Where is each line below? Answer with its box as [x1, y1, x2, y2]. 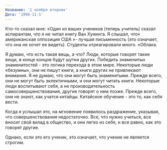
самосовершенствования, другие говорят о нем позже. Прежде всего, [5, 88, 158, 94]
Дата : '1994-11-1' [5, 12, 43, 17]
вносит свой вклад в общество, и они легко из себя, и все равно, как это [5, 119, 162, 125]
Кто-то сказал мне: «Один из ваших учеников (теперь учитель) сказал [5, 25, 156, 31]
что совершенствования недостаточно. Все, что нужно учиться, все [5, 114, 151, 120]
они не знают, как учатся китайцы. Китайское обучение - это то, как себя [5, 93, 163, 100]
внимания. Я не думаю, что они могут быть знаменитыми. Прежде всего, [5, 72, 163, 78]
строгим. [5, 139, 25, 145]
